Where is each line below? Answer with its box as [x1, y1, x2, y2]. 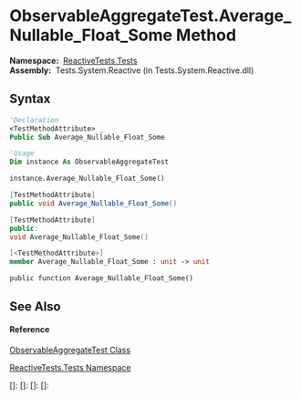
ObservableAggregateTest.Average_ [9, 5, 292, 26]
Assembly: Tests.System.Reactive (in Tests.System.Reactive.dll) [9, 65, 254, 76]
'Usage [9, 149, 35, 158]
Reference [9, 324, 50, 335]
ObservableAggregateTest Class [9, 344, 130, 355]
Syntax [9, 91, 51, 107]
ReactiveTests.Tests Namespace [9, 362, 131, 373]
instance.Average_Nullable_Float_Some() [9, 174, 166, 184]
